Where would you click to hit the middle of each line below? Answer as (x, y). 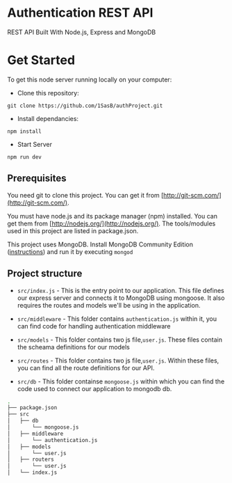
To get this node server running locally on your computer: (90, 79)
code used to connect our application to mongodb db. (94, 388)
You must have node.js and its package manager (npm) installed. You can (112, 216)
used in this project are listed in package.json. (73, 230)
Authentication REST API (80, 13)
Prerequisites (37, 179)
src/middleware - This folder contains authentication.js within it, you (117, 319)
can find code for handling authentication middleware (94, 326)
